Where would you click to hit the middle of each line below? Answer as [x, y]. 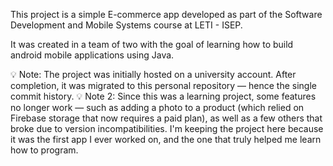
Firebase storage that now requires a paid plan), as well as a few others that [166, 118]
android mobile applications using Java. [92, 55]
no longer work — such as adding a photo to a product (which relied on [157, 107]
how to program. [44, 150]
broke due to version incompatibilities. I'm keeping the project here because [167, 128]
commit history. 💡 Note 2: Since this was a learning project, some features [163, 96]
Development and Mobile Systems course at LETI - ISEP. [126, 25]
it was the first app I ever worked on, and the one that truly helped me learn [166, 139]
